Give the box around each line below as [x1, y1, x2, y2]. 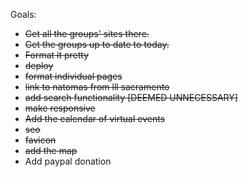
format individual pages [24, 70, 123, 82]
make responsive [24, 102, 96, 114]
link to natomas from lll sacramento [24, 81, 170, 93]
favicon [24, 134, 57, 146]
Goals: [10, 9, 37, 20]
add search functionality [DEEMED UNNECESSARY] [24, 92, 238, 103]
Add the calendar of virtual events [24, 113, 166, 124]
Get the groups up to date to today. [24, 39, 170, 50]
